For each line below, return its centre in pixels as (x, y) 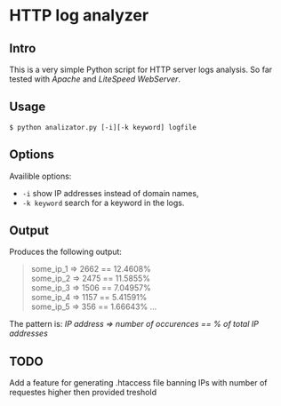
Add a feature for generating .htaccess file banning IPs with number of (138, 383)
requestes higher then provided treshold (83, 393)
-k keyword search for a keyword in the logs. (103, 203)
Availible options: (40, 176)
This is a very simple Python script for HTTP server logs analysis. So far (141, 69)
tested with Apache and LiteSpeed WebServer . (95, 79)
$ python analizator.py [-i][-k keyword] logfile (103, 127)
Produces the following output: (66, 252)
